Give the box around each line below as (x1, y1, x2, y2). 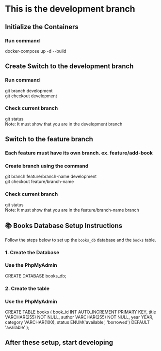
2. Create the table (5, 285, 50, 291)
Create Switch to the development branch (5, 62, 134, 71)
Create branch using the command (5, 163, 89, 169)
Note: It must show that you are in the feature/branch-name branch (5, 207, 140, 213)
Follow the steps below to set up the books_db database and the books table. (5, 237, 156, 243)
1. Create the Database (5, 249, 60, 256)
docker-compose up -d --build (5, 48, 66, 54)
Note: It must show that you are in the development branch (5, 121, 123, 127)
